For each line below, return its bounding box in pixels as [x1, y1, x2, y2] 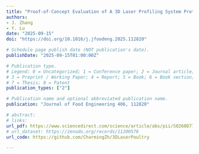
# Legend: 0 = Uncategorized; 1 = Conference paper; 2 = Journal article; [6, 69, 195, 75]
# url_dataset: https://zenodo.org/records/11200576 [6, 129, 139, 134]
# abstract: [6, 112, 36, 118]
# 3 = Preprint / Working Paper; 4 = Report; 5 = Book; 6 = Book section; [6, 74, 195, 80]
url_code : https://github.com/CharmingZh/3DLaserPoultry [6, 134, 150, 140]
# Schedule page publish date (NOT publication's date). [6, 47, 150, 53]
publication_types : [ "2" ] [6, 85, 70, 91]
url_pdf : [6, 123, 28, 129]
